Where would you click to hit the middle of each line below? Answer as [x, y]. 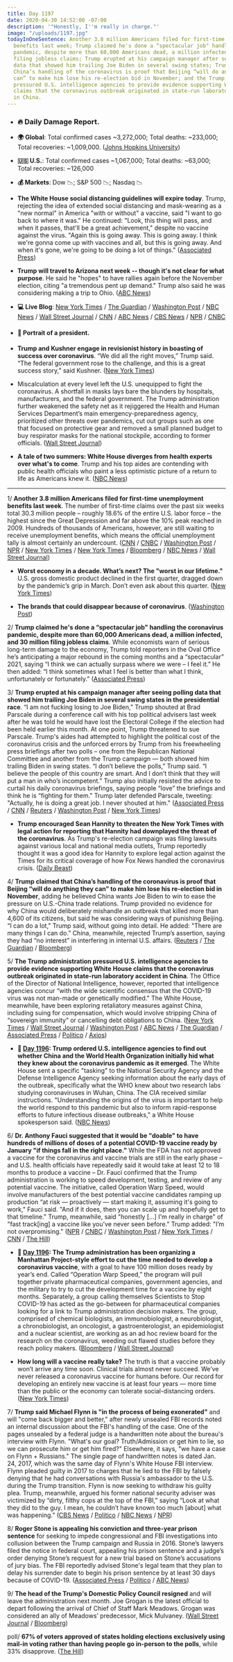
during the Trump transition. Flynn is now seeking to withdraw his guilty [109, 1485]
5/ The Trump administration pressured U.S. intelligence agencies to [108, 961]
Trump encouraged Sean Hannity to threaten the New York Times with [120, 824]
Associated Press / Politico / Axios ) [57, 1035]
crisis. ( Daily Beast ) [45, 867]
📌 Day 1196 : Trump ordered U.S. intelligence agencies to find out [112, 1048]
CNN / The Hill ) [29, 1239]
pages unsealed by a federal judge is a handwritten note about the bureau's [115, 1434]
